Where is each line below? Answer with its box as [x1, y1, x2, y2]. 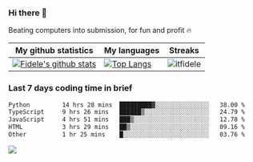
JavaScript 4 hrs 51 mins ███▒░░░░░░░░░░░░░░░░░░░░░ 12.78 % [8, 115, 246, 124]
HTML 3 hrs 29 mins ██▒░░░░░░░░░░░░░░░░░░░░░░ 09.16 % [8, 124, 246, 132]
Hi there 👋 [8, 7, 48, 18]
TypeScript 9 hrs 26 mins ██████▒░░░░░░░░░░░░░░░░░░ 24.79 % [8, 108, 246, 116]
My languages [103, 45, 160, 56]
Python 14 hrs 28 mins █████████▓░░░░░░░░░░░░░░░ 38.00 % [8, 100, 246, 109]
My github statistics [14, 45, 94, 56]
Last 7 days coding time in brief [8, 83, 133, 94]
